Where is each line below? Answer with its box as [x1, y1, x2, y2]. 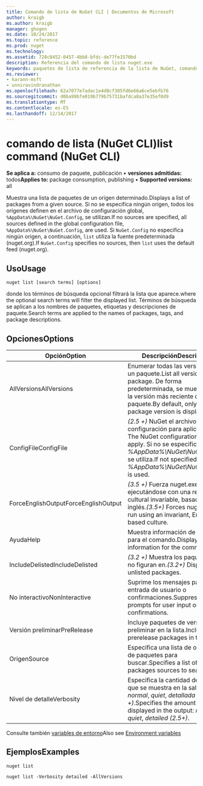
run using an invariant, [127, 510, 191, 519]
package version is [127, 407, 181, 416]
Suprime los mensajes [127, 578, 190, 586]
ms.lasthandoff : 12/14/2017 [6, 110, 77, 117]
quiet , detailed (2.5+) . [127, 714, 190, 722]
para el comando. [127, 535, 177, 544]
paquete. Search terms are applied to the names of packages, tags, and [6, 310, 184, 317]
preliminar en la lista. [127, 626, 186, 634]
